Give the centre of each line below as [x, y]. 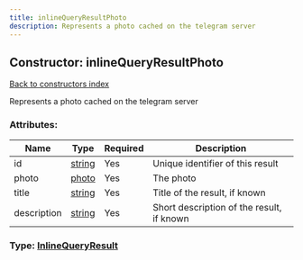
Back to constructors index [60, 84]
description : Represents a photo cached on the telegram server [133, 26]
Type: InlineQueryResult [64, 246]
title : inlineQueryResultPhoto [68, 18]
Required [124, 148]
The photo [174, 178]
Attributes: [34, 125]
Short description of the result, [217, 207]
